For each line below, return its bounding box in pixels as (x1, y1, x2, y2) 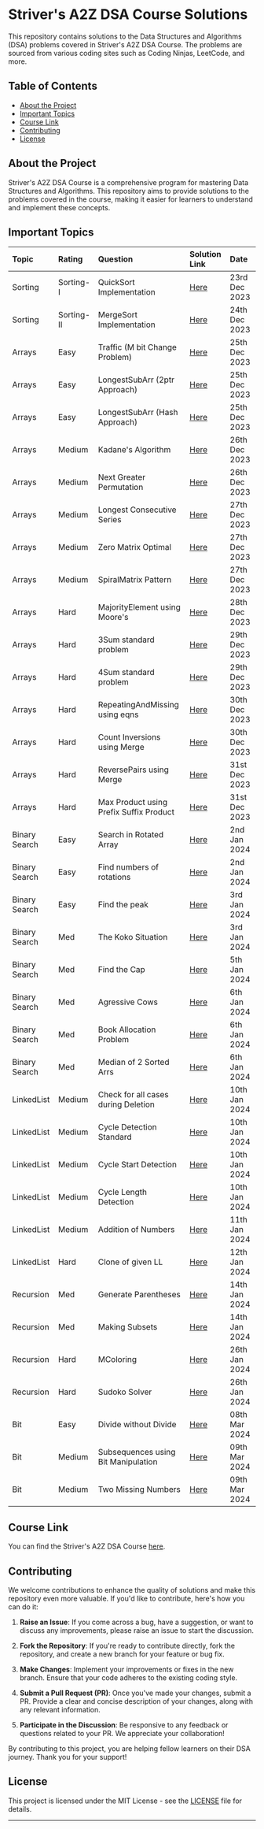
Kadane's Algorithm (97, 444, 171, 455)
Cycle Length (97, 1187, 148, 1198)
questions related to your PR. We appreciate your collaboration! (19, 1729, 225, 1738)
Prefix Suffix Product (97, 807, 175, 818)
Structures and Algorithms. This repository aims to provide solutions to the (8, 186, 250, 195)
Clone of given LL (97, 1256, 163, 1267)
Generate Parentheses (97, 1289, 181, 1300)
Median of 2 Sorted (97, 1057, 170, 1068)
